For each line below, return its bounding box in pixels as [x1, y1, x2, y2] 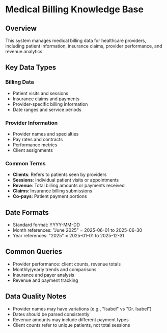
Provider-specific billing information [12, 101, 88, 107]
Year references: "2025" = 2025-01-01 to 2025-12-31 [12, 233, 125, 239]
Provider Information [5, 119, 58, 126]
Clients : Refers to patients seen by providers [12, 171, 107, 177]
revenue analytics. [5, 49, 44, 54]
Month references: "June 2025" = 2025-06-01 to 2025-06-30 [12, 227, 143, 233]
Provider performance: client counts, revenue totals [12, 261, 121, 267]
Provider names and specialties [12, 130, 79, 137]
